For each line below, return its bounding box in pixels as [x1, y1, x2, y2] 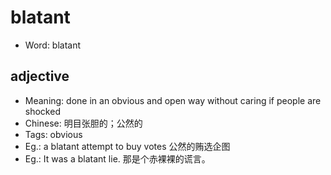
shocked [24, 105, 61, 117]
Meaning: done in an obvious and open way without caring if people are [24, 94, 322, 106]
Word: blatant [24, 39, 82, 51]
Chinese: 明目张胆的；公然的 [24, 117, 143, 129]
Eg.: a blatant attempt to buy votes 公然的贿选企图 [24, 140, 231, 152]
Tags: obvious [24, 128, 83, 140]
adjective [10, 68, 70, 85]
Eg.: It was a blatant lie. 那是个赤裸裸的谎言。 [24, 152, 211, 165]
